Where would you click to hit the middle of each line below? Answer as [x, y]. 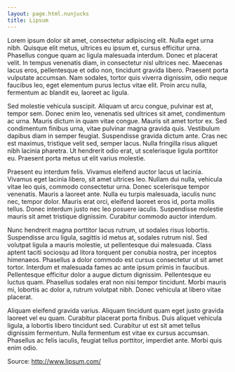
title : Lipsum [28, 20]
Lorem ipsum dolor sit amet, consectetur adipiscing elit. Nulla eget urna [110, 40]
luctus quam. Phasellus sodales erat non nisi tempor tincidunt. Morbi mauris [117, 282]
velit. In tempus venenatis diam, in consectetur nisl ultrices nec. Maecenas [115, 62]
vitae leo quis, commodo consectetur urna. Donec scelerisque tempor [108, 186]
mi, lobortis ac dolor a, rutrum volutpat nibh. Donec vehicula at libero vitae [114, 289]
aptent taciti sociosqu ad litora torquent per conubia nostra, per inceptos [112, 252]
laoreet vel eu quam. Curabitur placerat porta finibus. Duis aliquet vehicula [115, 318]
